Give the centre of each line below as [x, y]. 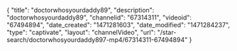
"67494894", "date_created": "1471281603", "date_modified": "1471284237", [118, 25]
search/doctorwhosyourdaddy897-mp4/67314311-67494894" [97, 40]
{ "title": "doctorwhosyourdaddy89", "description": [81, 10]
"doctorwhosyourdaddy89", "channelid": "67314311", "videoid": [99, 17]
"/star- [167, 32]
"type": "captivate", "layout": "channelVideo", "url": [81, 32]
